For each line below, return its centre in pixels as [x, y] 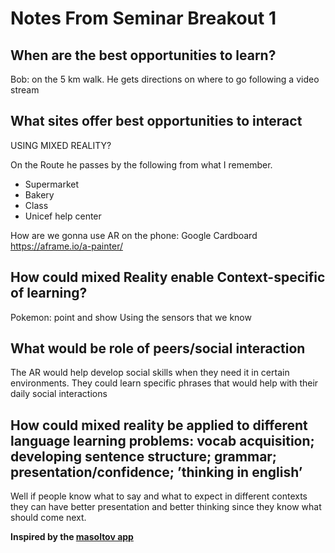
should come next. [48, 518]
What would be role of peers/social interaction [158, 348]
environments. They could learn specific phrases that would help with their [164, 383]
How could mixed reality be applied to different [159, 425]
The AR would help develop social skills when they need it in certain [150, 373]
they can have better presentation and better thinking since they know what [166, 507]
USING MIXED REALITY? [61, 145]
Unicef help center [63, 216]
